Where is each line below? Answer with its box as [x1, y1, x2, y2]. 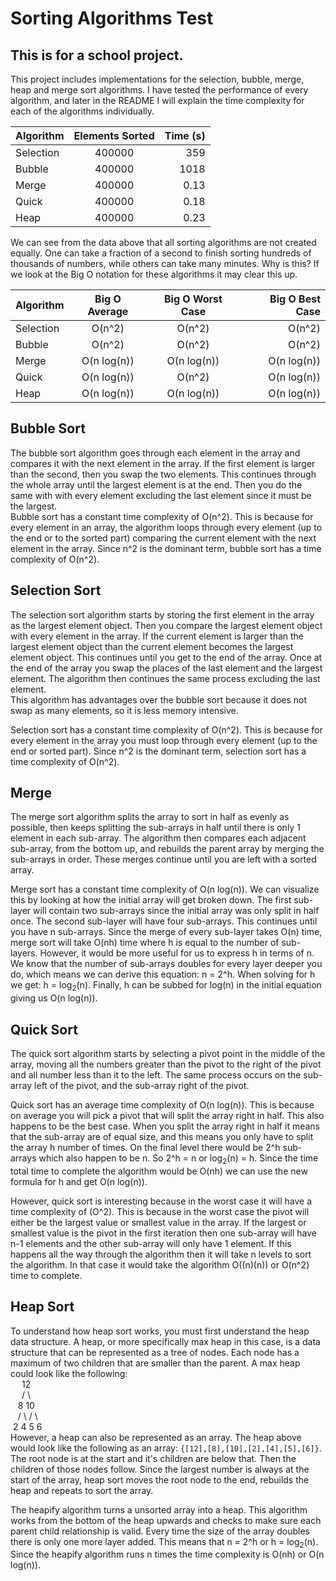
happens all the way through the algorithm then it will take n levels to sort [10, 1248, 312, 1260]
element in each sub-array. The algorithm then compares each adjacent [10, 832, 307, 844]
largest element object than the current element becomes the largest [10, 640, 294, 652]
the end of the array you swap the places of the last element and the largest [10, 662, 323, 674]
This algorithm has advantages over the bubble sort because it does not [10, 693, 308, 706]
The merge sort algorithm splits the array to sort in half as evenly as [10, 811, 290, 823]
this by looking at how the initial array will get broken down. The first [10, 894, 292, 906]
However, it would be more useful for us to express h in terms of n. [39, 947, 315, 959]
